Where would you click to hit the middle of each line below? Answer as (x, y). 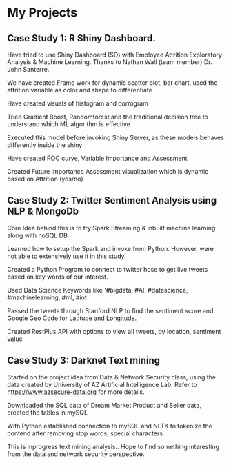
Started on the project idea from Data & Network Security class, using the (111, 377)
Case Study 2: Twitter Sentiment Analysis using (112, 200)
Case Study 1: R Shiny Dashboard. (82, 38)
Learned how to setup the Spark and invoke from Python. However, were (110, 248)
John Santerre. (28, 69)
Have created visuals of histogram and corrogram (78, 103)
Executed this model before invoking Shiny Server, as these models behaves (115, 137)
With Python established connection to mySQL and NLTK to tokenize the (110, 426)
